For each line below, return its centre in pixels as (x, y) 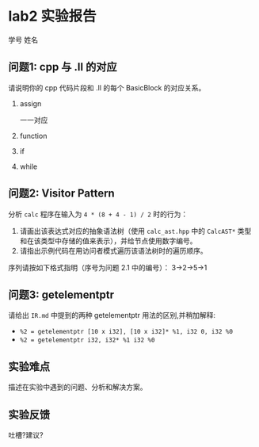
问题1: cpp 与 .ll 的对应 (63, 67)
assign (30, 103)
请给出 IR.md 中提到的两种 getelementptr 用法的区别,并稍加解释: (112, 315)
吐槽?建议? (26, 435)
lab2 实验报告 (52, 16)
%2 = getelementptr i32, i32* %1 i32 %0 (87, 340)
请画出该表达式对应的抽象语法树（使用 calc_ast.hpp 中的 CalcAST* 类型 (135, 231)
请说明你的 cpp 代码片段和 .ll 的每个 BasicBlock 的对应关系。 (107, 87)
